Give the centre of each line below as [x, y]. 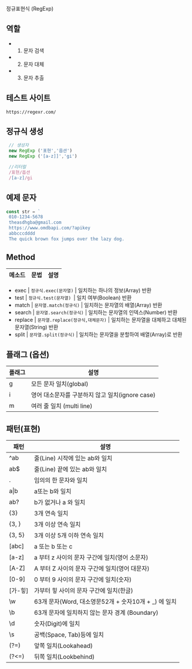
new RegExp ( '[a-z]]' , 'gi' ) [43, 157]
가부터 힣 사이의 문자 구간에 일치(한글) [84, 591]
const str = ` [23, 212]
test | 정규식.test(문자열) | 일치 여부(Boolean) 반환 [73, 297]
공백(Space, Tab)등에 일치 [69, 635]
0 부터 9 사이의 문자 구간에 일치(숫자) [83, 580]
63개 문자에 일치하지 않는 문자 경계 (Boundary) [96, 613]
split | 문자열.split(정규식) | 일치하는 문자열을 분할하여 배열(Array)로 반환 [98, 334]
